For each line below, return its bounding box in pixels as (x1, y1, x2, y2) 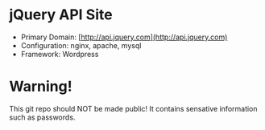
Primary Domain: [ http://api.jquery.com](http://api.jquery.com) (20, 32, 228, 42)
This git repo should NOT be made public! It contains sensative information (9, 104, 258, 113)
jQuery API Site (9, 6, 113, 24)
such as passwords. (9, 112, 76, 122)
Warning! (9, 78, 72, 95)
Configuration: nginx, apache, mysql (20, 40, 142, 50)
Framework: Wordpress (20, 49, 99, 59)
